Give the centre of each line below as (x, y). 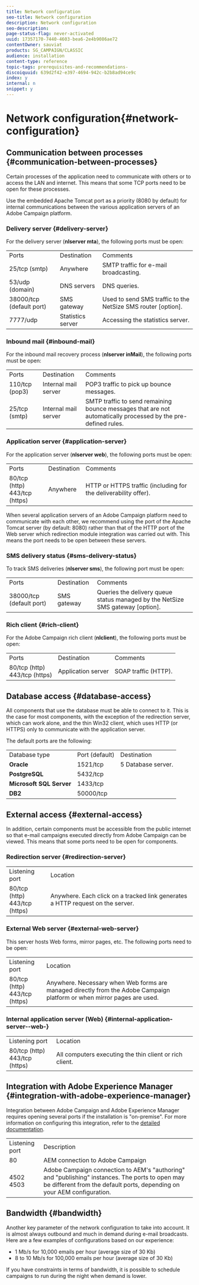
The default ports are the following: (49, 741)
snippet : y (20, 89)
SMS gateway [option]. (129, 607)
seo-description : (28, 28)
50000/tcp (92, 794)
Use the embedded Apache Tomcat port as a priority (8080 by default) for (97, 200)
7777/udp (23, 320)
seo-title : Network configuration (49, 17)
